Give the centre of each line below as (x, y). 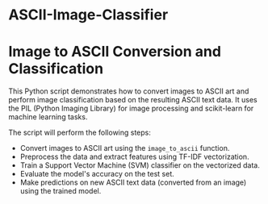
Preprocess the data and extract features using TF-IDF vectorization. (134, 157)
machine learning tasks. (48, 117)
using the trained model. (61, 191)
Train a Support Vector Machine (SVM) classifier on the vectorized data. (140, 165)
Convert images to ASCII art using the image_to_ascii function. (125, 148)
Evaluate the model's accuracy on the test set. (97, 174)
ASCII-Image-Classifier (88, 15)
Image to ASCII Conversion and (115, 52)
